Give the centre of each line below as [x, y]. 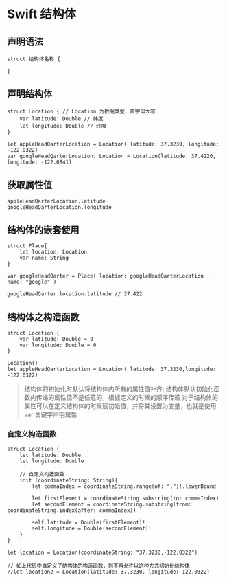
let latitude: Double [50, 455]
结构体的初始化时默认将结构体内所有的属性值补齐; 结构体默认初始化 [119, 389]
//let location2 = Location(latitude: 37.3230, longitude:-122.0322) [109, 572]
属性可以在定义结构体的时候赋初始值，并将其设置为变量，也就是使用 [120, 406]
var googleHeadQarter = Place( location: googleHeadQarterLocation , [109, 276]
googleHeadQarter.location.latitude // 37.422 [75, 294]
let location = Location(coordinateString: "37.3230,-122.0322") [102, 552]
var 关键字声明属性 [50, 415]
